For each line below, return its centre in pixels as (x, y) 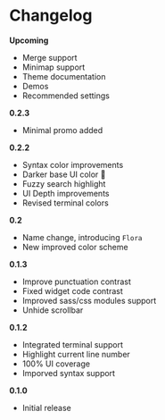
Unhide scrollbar (53, 310)
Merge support (49, 57)
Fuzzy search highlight (64, 183)
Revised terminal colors (65, 203)
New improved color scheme (75, 247)
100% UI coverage (56, 364)
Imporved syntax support (69, 373)
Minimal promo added (62, 130)
